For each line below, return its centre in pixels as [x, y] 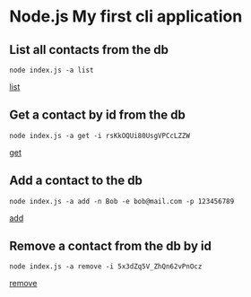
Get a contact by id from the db [97, 115]
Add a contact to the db [76, 181]
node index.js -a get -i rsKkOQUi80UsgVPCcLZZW [100, 135]
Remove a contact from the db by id [111, 246]
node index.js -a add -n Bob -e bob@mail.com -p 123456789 [122, 201]
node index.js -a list [52, 70]
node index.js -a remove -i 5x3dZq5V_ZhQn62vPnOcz [106, 266]
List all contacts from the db [89, 50]
